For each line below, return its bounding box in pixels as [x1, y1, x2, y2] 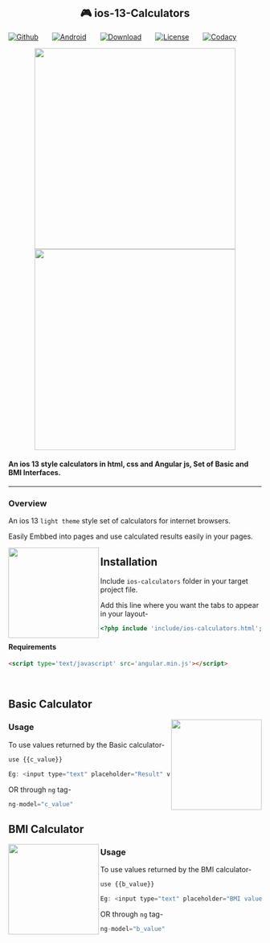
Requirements [8, 642, 57, 651]
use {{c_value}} [8, 755, 63, 764]
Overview [8, 498, 47, 509]
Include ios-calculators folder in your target [100, 576, 249, 586]
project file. [100, 585, 138, 595]
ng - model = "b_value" [100, 925, 166, 933]
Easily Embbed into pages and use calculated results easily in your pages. [8, 531, 253, 541]
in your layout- [100, 609, 149, 619]
